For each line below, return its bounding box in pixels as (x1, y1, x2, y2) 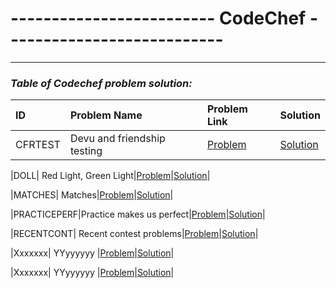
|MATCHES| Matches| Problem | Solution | (10, 189, 174, 201)
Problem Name (69, 108, 143, 122)
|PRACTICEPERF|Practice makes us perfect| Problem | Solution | (10, 208, 266, 221)
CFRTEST (15, 138, 61, 152)
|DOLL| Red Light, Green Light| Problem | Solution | (10, 170, 211, 182)
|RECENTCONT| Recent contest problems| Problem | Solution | (10, 228, 259, 240)
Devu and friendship (69, 132, 166, 146)
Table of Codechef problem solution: (10, 76, 193, 90)
